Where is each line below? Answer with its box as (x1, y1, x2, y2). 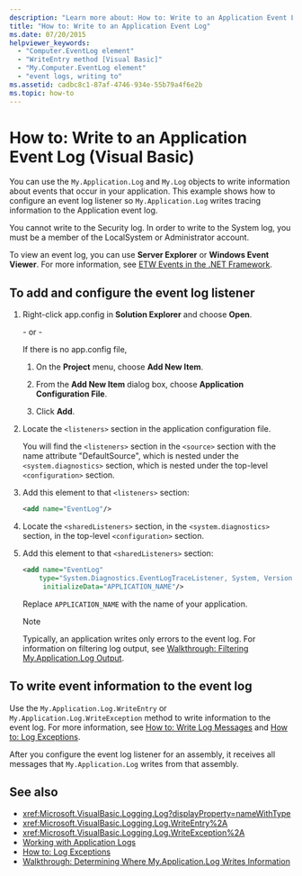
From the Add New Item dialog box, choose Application (35, 379, 244, 390)
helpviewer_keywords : (9, 38, 91, 48)
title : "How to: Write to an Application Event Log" (9, 22, 211, 31)
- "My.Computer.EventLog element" (17, 64, 147, 73)
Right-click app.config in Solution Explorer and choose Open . (22, 309, 253, 320)
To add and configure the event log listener (9, 285, 255, 300)
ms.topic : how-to (9, 88, 75, 97)
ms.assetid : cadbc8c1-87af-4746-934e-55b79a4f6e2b (9, 80, 203, 89)
